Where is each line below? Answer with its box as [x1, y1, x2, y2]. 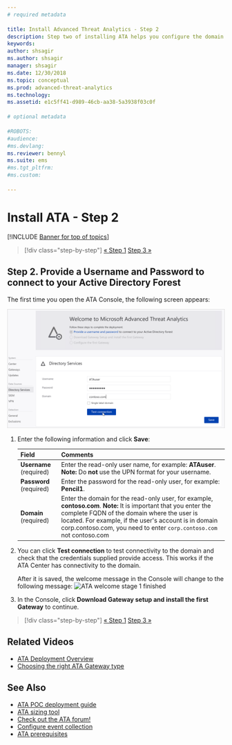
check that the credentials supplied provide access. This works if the [17, 553, 214, 562]
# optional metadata [7, 113, 67, 120]
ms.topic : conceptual [7, 77, 70, 84]
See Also [7, 682, 46, 694]
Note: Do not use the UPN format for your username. [61, 468, 211, 476]
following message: [17, 582, 73, 590]
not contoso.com [61, 531, 109, 540]
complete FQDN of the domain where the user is [61, 509, 198, 517]
